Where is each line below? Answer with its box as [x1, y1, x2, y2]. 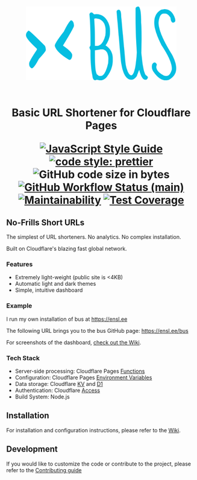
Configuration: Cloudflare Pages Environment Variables [14, 374, 152, 381]
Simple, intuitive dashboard [14, 286, 83, 294]
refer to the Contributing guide [6, 466, 82, 473]
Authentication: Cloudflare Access [14, 387, 101, 394]
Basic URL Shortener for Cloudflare [11, 106, 191, 120]
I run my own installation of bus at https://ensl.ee [6, 315, 128, 323]
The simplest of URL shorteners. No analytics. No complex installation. [6, 233, 182, 241]
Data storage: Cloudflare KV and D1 [14, 380, 104, 387]
